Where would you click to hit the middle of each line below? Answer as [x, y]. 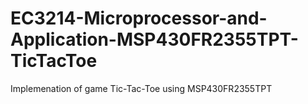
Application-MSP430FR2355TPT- [154, 39]
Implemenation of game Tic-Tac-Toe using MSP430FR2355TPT [141, 88]
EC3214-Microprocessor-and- [139, 18]
